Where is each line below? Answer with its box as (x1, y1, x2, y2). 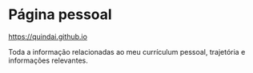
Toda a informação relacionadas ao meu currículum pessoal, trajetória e (8, 47, 246, 56)
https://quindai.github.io (8, 32, 88, 41)
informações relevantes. (8, 56, 88, 65)
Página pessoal (8, 6, 112, 24)
